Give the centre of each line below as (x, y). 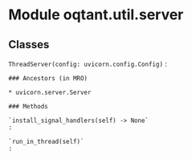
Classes (29, 45)
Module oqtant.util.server (96, 15)
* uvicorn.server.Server (50, 92)
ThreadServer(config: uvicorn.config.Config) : (88, 63)
